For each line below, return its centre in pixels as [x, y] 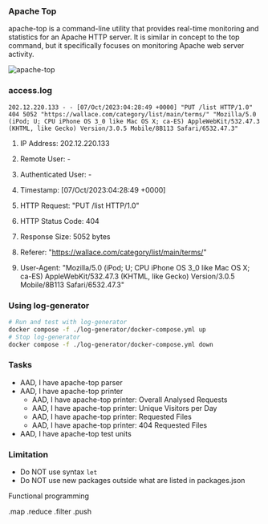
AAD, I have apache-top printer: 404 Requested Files [119, 425]
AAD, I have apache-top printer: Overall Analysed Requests [130, 400]
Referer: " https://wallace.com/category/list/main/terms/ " [113, 252]
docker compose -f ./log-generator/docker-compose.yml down [111, 344]
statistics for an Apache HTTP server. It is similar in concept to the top [124, 37]
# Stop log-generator [45, 337]
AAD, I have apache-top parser [71, 382]
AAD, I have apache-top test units [76, 433]
